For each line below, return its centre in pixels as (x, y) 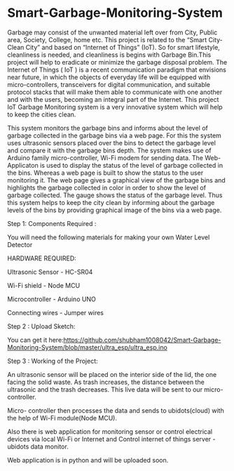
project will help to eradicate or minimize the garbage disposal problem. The (117, 62)
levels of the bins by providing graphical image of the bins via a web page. (115, 210)
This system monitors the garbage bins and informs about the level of (108, 128)
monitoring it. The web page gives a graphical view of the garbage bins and (116, 180)
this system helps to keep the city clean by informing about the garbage (111, 202)
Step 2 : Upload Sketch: (41, 326)
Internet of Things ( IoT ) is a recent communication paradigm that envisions (117, 69)
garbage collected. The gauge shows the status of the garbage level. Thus (115, 195)
